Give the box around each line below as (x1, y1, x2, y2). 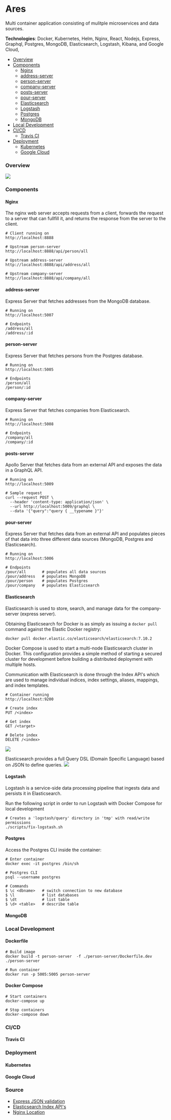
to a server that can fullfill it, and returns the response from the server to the (5, 215, 166, 222)
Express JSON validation (12, 1098, 66, 1104)
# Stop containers (5, 1007, 45, 1012)
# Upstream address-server (5, 258, 63, 263)
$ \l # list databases (5, 892, 79, 898)
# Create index (5, 705, 38, 711)
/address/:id (5, 330, 33, 336)
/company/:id (5, 439, 33, 444)
